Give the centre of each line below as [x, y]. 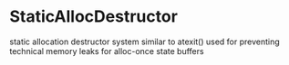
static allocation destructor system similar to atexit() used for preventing [144, 42]
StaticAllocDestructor [93, 17]
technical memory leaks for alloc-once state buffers [107, 51]
